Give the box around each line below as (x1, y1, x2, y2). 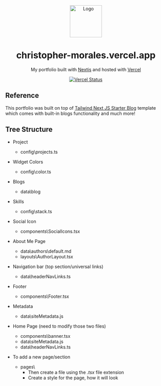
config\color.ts (20, 169, 51, 175)
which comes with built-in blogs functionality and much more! (5, 110, 135, 116)
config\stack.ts (20, 208, 52, 214)
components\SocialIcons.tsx (20, 228, 80, 234)
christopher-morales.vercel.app (16, 50, 156, 61)
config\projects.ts (20, 149, 58, 155)
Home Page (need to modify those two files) (12, 323, 106, 329)
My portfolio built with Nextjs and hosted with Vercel (30, 66, 142, 72)
